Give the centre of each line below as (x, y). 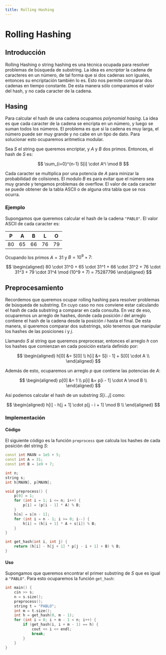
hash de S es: (19, 154)
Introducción (26, 53)
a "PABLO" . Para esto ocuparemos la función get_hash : (60, 579)
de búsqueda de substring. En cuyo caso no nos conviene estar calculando (82, 305)
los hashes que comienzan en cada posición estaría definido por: (72, 346)
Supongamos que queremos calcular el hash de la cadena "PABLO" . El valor (82, 218)
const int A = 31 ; (24, 459)
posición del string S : (27, 446)
